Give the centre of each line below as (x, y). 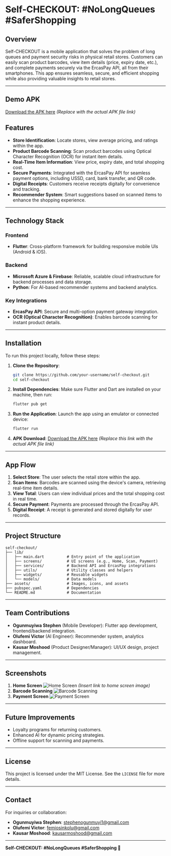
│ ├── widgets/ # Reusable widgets (57, 575)
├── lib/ (15, 552)
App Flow (21, 465)
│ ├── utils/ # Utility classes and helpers (69, 570)
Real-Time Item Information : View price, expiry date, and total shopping (88, 162)
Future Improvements (40, 717)
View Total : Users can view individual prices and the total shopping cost (89, 493)
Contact (18, 800)
